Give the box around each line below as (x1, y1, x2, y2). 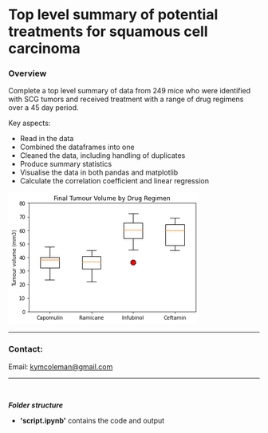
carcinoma (8, 40, 81, 57)
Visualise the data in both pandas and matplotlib (19, 167, 179, 177)
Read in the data (19, 134, 74, 144)
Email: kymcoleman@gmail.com (8, 361, 113, 372)
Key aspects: (8, 118, 51, 128)
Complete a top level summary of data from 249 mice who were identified (8, 86, 251, 96)
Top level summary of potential (8, 6, 219, 24)
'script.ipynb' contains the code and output (19, 415, 165, 425)
